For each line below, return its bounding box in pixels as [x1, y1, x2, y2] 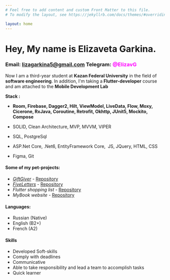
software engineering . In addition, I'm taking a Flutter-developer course [5, 78, 157, 84]
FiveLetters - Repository [12, 181, 63, 187]
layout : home [5, 21, 33, 26]
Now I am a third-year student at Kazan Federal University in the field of [5, 72, 157, 78]
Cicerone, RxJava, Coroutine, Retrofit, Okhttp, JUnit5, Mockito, [12, 108, 148, 114]
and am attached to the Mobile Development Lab [5, 83, 109, 89]
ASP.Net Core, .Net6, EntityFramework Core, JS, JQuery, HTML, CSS [12, 143, 158, 149]
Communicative [12, 259, 46, 265]
